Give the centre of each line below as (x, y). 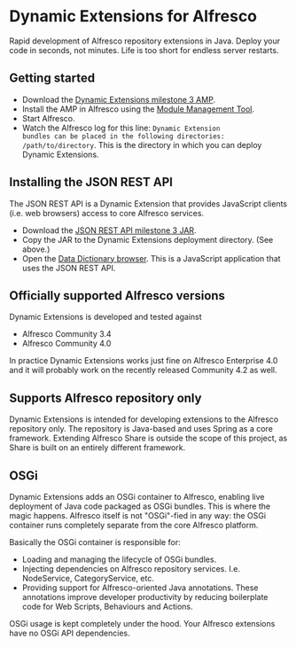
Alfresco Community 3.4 (67, 334)
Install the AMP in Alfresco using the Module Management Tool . (138, 109)
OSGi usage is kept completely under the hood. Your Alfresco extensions (142, 624)
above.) (36, 249)
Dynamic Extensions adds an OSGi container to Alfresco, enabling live (137, 497)
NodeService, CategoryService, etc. (88, 578)
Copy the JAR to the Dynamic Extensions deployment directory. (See (148, 239)
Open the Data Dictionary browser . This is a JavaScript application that (151, 258)
